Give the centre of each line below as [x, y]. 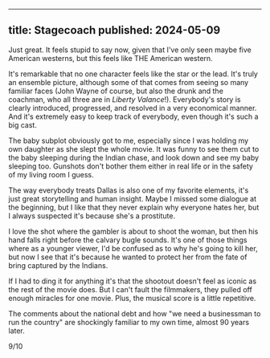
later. [17, 331]
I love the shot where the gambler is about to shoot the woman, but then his [133, 231]
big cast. [23, 124]
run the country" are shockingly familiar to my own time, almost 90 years [129, 322]
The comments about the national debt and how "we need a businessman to [135, 313]
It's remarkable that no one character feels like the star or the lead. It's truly [133, 74]
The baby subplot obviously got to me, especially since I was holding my [129, 140]
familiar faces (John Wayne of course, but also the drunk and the [116, 91]
